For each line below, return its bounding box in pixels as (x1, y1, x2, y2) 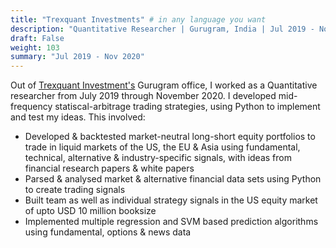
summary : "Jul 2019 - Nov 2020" (10, 52, 145, 62)
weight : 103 (10, 42, 60, 53)
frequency (10, 101, 53, 113)
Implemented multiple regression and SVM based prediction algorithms (24, 216, 319, 228)
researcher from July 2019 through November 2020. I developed (10, 90, 277, 102)
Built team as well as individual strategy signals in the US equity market (24, 194, 318, 206)
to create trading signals (24, 184, 126, 196)
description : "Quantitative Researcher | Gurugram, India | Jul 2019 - (10, 24, 315, 34)
